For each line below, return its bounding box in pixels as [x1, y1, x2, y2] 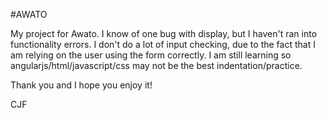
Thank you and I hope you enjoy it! [10, 79, 153, 91]
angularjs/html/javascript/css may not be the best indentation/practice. [10, 60, 303, 71]
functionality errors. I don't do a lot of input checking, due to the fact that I [10, 39, 316, 50]
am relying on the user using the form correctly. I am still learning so [10, 49, 292, 61]
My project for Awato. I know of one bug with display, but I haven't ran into [10, 28, 318, 39]
